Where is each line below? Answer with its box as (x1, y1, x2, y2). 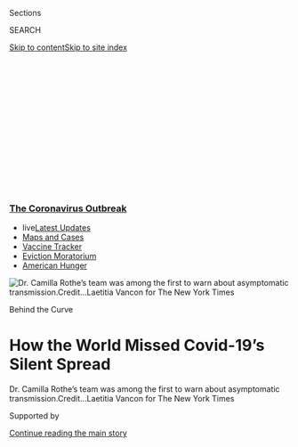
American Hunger (21, 260, 87, 271)
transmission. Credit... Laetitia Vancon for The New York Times (9, 394, 235, 404)
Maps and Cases (21, 232, 85, 243)
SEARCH (9, 25, 42, 35)
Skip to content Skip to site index (9, 42, 127, 53)
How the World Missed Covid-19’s (9, 336, 265, 355)
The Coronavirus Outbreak (9, 202, 127, 215)
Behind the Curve (9, 305, 74, 315)
